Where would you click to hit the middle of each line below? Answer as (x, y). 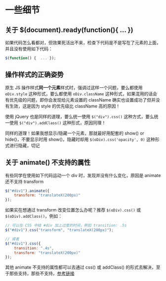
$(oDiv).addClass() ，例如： (34, 216)
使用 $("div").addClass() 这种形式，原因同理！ (58, 123)
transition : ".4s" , (34, 248)
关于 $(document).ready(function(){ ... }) (69, 30)
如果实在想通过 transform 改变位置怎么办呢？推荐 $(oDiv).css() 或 (73, 210)
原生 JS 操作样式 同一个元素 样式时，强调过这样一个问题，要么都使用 (74, 87)
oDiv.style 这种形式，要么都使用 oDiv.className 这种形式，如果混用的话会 (81, 94)
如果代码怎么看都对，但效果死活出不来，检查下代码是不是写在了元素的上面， (83, 43)
